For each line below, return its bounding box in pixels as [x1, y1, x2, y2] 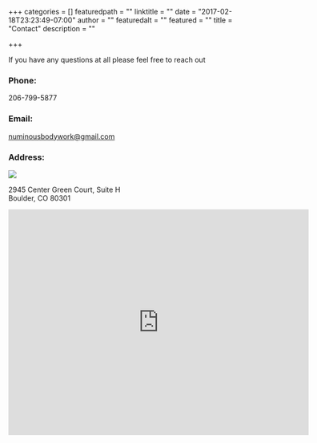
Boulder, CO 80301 [8, 193, 70, 203]
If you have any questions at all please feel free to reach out [8, 55, 206, 64]
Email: [8, 113, 34, 124]
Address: [8, 152, 46, 163]
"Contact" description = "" [8, 24, 96, 33]
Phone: [8, 75, 38, 86]
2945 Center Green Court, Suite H [8, 185, 121, 194]
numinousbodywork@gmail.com [8, 132, 115, 141]
